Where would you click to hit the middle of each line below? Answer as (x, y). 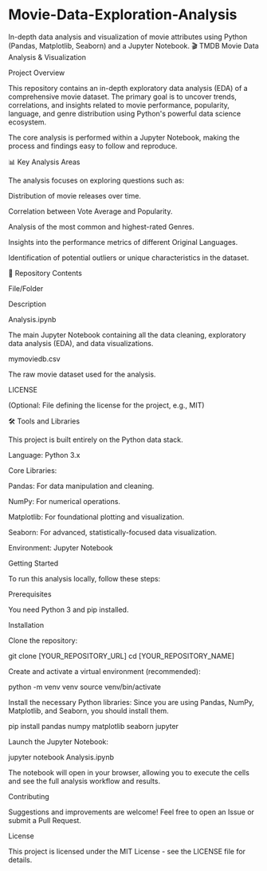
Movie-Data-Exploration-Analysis (123, 15)
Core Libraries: (33, 470)
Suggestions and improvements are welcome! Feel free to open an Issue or (132, 812)
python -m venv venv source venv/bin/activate (85, 687)
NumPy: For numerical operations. (65, 501)
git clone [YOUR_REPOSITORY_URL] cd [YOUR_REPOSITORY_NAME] (122, 656)
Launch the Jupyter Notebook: (59, 741)
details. (20, 860)
